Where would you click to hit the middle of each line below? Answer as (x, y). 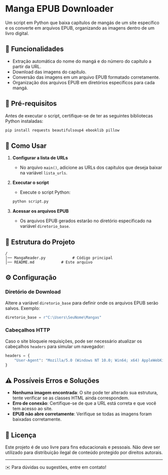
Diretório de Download (33, 292)
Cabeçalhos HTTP (28, 330)
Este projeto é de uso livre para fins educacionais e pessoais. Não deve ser (83, 447)
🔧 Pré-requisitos (31, 104)
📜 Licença (21, 435)
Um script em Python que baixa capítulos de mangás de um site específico (82, 23)
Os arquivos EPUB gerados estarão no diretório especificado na (85, 221)
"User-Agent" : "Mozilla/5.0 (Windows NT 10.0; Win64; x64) (77, 360)
